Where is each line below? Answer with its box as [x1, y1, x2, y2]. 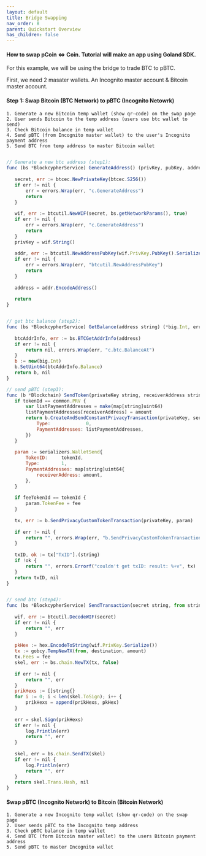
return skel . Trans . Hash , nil [14, 779, 89, 785]
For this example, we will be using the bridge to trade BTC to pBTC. [6, 64, 176, 72]
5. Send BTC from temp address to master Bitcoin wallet [6, 142, 155, 149]
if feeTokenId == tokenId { [14, 495, 86, 501]
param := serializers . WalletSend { [14, 449, 103, 455]
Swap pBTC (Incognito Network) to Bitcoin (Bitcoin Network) [6, 798, 164, 806]
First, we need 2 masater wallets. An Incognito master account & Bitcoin [6, 76, 188, 83]
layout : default [6, 9, 48, 15]
